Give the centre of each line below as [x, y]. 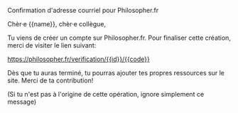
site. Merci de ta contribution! [50, 80]
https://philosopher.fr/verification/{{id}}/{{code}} [79, 59]
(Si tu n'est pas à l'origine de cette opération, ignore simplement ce [106, 94]
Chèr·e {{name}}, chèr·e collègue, [57, 24]
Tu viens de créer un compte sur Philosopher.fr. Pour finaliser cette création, [119, 38]
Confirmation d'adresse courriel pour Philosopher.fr [83, 10]
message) [22, 102]
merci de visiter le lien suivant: [52, 45]
